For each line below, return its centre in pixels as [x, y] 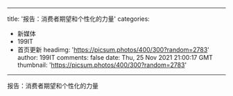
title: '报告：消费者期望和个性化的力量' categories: [79, 19]
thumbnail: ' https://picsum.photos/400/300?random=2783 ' [102, 65]
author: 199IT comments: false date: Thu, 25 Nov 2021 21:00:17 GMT [115, 57]
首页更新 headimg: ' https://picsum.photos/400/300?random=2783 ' [113, 50]
